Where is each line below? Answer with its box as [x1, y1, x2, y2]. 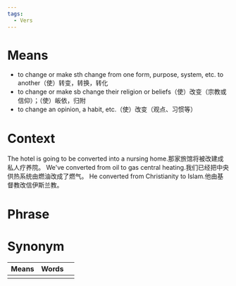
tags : [7, 10, 23, 18]
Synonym [7, 238, 65, 254]
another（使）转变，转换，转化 [17, 79, 108, 87]
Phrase [7, 206, 50, 222]
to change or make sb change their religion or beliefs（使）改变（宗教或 [17, 87, 227, 96]
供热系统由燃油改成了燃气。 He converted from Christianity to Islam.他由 [7, 172, 218, 180]
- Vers [13, 17, 33, 24]
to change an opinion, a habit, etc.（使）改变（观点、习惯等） [17, 105, 197, 113]
